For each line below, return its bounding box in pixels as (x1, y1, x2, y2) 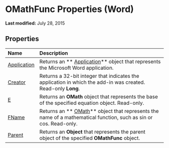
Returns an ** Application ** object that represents (39, 58, 161, 65)
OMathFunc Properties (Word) (5, 4, 134, 15)
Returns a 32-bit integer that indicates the (39, 72, 139, 79)
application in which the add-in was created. (39, 79, 145, 86)
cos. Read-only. (39, 120, 78, 127)
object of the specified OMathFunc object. (39, 134, 140, 141)
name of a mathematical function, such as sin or (39, 114, 153, 121)
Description (39, 49, 68, 56)
